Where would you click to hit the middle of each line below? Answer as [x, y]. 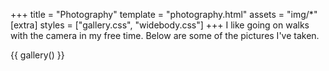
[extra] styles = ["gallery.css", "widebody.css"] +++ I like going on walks [160, 25]
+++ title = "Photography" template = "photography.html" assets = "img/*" [164, 14]
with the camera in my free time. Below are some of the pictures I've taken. [165, 35]
